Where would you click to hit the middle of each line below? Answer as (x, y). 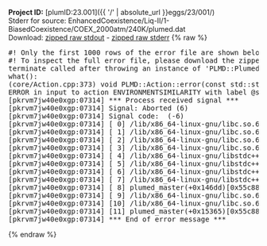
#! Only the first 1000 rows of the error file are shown (124, 53)
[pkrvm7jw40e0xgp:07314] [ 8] (67, 188)
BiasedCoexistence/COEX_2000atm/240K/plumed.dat (97, 29)
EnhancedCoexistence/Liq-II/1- (119, 21)
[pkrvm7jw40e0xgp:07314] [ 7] (67, 180)
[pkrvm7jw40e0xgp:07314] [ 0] (67, 124)
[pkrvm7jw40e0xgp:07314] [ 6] (67, 172)
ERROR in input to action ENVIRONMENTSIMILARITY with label (128, 92)
